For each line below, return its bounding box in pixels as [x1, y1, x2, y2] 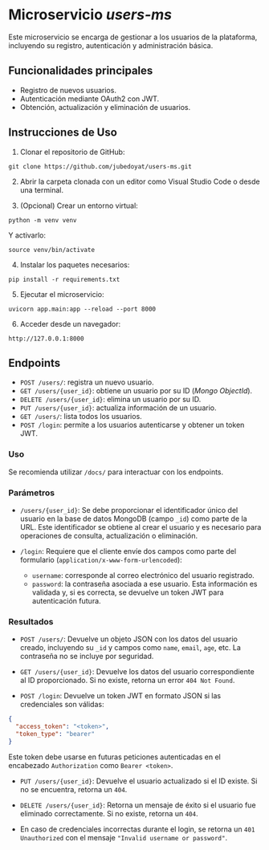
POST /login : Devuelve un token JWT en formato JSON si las [19, 691, 222, 701]
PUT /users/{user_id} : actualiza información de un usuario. [19, 403, 217, 413]
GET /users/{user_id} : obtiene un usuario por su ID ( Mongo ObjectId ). [19, 386, 253, 396]
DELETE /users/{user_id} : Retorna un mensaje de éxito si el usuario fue [19, 800, 256, 810]
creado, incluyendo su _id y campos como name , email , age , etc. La [19, 643, 241, 653]
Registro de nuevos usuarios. [19, 85, 116, 95]
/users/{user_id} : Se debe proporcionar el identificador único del [19, 505, 238, 514]
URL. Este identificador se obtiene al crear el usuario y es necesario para [19, 522, 262, 531]
